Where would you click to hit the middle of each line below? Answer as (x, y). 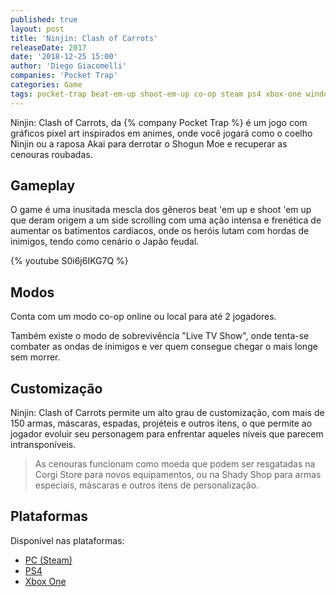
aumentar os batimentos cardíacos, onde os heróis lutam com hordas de (160, 231)
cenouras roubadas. (51, 154)
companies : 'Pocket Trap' (64, 76)
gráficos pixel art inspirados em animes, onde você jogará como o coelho (161, 133)
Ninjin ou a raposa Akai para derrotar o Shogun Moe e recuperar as (149, 143)
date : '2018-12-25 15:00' (64, 57)
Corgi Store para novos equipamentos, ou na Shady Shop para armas (178, 475)
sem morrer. (35, 357)
